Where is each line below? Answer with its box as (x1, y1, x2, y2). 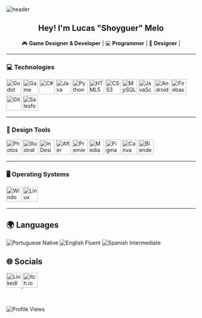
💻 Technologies (6, 63, 55, 71)
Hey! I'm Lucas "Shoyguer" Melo (38, 23, 164, 33)
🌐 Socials (6, 256, 43, 267)
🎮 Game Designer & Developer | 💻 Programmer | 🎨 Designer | (22, 39, 180, 46)
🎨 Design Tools (6, 126, 51, 134)
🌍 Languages (6, 220, 59, 231)
